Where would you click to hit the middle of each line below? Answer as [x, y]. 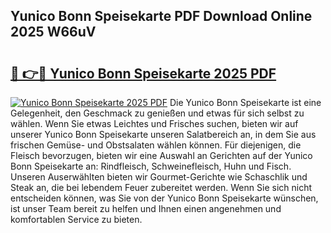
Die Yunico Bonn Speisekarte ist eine [245, 102]
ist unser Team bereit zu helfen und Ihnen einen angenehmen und [146, 208]
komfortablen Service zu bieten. [76, 219]
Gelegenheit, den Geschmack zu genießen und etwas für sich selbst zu [157, 113]
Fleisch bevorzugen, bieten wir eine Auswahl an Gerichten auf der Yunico [161, 155]
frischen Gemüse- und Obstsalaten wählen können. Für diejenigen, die [156, 145]
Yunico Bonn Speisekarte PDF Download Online [161, 16]
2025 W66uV [53, 32]
